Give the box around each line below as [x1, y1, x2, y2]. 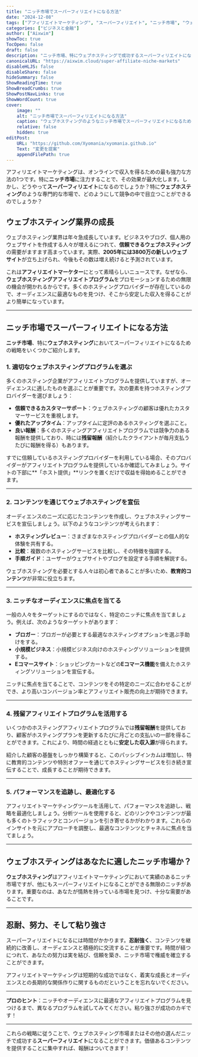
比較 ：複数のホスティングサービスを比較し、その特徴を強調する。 [14, 547, 175, 554]
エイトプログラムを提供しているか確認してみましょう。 [47, 461, 181, 469]
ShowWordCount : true [6, 96, 57, 102]
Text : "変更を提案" [16, 146, 60, 152]
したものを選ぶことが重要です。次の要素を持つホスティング [41, 385, 186, 392]
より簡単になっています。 [6, 298, 68, 305]
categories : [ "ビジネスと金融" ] [6, 25, 80, 31]
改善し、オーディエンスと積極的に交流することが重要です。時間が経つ [21, 944, 192, 951]
